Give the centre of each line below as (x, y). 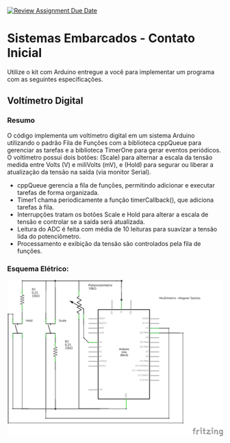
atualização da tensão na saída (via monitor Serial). (79, 172)
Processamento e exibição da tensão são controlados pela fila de (109, 243)
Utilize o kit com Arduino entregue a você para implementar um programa (111, 71)
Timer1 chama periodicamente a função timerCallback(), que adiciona (115, 200)
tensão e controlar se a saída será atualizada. (81, 221)
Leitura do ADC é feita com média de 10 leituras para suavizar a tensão (117, 229)
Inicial (25, 53)
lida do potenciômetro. (49, 236)
